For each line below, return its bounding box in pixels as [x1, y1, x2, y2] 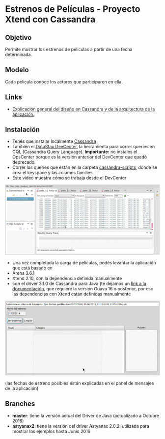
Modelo [5, 66, 29, 74]
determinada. [5, 52, 32, 57]
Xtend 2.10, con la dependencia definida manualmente [12, 275, 122, 281]
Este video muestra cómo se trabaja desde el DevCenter [12, 175, 127, 181]
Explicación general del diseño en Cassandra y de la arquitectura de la [12, 106, 155, 112]
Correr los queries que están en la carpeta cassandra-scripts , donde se [12, 164, 158, 170]
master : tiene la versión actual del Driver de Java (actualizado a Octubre [12, 413, 160, 418]
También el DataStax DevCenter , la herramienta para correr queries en [12, 144, 155, 150]
